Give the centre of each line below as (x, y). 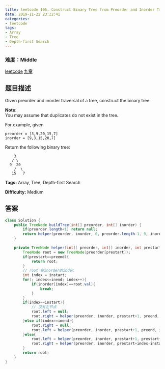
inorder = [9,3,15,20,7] (30, 138)
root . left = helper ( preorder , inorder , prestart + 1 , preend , (94, 330)
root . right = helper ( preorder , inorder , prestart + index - (91, 344)
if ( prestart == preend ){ (46, 257)
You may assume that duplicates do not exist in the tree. (62, 115)
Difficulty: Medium (25, 192)
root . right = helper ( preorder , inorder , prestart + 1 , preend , (95, 316)
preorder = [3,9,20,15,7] (31, 134)
